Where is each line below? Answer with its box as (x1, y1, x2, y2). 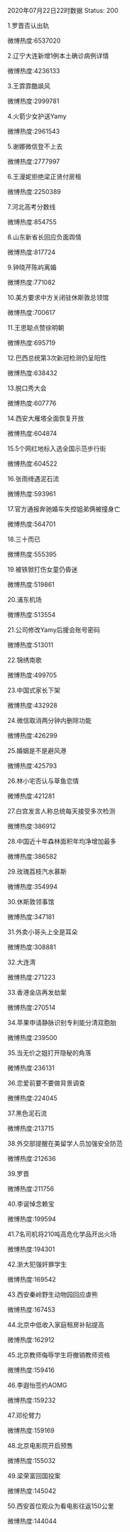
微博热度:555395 (7, 550, 57, 558)
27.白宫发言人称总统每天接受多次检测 (7, 807, 116, 815)
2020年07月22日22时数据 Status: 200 (7, 6, 119, 14)
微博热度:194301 (7, 1245, 55, 1253)
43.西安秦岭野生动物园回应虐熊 (7, 1290, 98, 1299)
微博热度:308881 (7, 943, 57, 951)
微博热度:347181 (7, 913, 55, 921)
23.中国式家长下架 (7, 686, 60, 695)
